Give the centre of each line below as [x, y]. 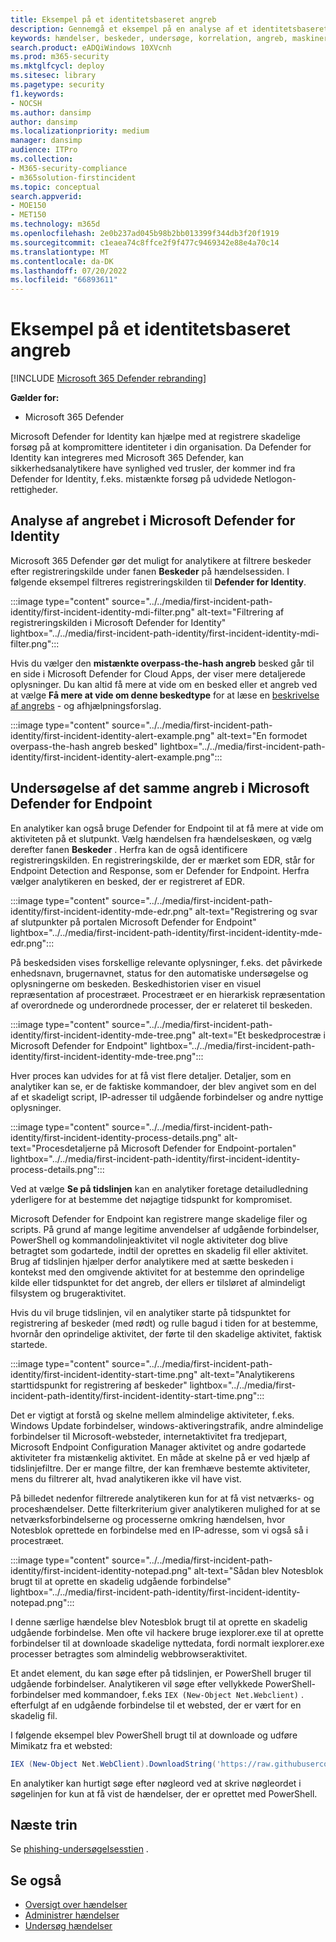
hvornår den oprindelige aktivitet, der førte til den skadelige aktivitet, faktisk [166, 1333]
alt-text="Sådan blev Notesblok [258, 1570]
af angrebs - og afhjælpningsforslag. [86, 705]
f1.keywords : [37, 94]
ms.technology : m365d [55, 224]
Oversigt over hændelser [76, 1905]
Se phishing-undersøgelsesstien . [79, 1849]
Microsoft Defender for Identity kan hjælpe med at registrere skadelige [155, 437]
